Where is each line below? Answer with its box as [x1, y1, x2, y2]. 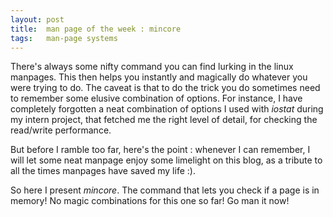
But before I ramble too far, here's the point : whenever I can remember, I [10, 144, 311, 156]
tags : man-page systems [10, 33, 118, 43]
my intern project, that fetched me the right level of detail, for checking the [10, 114, 318, 126]
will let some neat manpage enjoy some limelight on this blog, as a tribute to [10, 154, 323, 166]
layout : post [10, 14, 65, 25]
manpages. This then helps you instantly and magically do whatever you [10, 71, 308, 83]
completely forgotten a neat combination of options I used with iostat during [10, 103, 324, 115]
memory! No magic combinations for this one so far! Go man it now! [10, 195, 290, 207]
